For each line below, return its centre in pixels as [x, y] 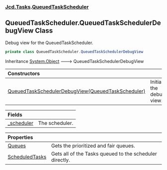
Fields [15, 114]
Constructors [24, 73]
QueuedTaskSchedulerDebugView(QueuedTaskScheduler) [77, 91]
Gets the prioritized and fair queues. [93, 146]
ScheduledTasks [27, 157]
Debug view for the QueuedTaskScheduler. [49, 43]
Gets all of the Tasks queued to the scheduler [104, 154]
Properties [20, 137]
